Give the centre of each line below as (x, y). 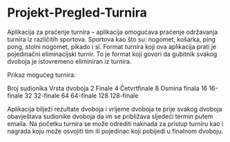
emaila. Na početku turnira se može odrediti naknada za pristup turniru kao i (115, 123)
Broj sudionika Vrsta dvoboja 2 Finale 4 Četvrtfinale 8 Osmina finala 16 (107, 88)
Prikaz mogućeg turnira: (41, 75)
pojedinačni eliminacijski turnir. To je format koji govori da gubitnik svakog (112, 54)
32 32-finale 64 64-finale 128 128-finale (82, 96)
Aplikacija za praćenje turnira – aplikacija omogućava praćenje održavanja (113, 32)
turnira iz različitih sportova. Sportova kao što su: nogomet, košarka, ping (112, 39)
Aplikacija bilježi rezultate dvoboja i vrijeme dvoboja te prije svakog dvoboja (115, 109)
